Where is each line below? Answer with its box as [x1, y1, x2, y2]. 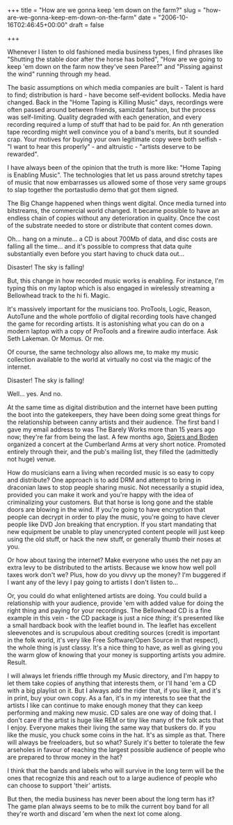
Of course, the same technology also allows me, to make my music [7, 348, 200, 356]
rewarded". [7, 150, 40, 158]
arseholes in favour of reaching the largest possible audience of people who [7, 746, 226, 754]
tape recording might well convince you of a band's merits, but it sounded [7, 128, 219, 136]
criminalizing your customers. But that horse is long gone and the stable [7, 498, 214, 506]
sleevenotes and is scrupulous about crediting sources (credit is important [7, 629, 220, 636]
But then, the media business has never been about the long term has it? [7, 795, 215, 803]
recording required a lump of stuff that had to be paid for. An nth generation [7, 120, 224, 128]
